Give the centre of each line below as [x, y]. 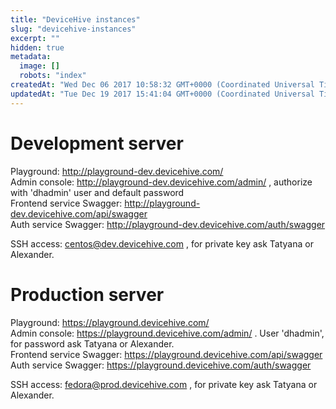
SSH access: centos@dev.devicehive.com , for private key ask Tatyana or [162, 243]
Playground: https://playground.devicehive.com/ [110, 322]
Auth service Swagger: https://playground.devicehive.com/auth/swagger [161, 365]
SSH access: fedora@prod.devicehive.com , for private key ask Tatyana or [164, 384]
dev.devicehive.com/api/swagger [79, 213]
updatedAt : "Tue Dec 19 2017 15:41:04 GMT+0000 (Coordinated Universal [162, 94]
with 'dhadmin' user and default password [97, 192]
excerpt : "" [35, 38]
